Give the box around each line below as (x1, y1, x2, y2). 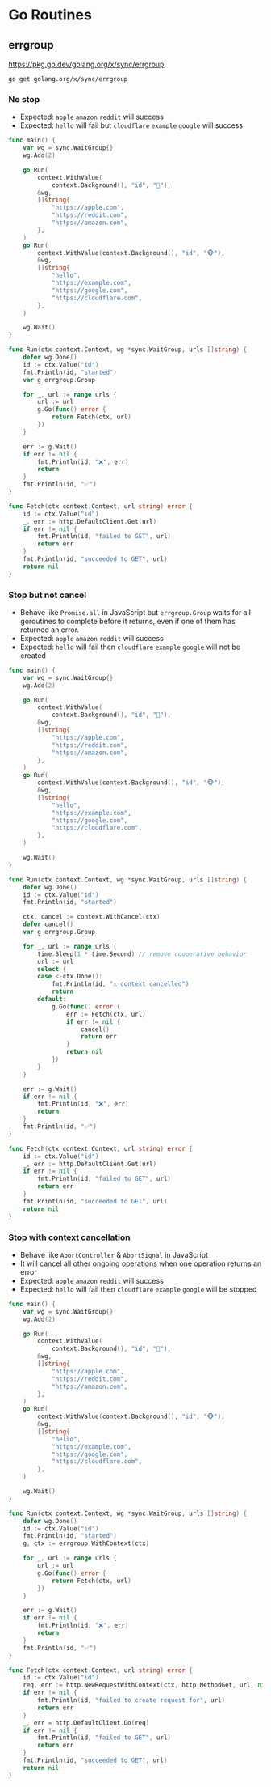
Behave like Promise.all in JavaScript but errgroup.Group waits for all (19, 607, 252, 617)
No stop (8, 93, 40, 104)
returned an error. (19, 625, 79, 635)
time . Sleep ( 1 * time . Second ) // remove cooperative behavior (37, 949, 248, 958)
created (19, 650, 47, 660)
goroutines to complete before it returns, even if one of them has (19, 616, 236, 626)
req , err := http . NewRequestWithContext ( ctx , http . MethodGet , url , (23, 1681, 254, 1689)
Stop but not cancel (8, 589, 87, 601)
